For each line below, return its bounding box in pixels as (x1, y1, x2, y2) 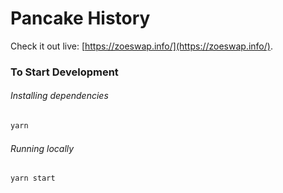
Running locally (10, 142, 75, 154)
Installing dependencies (10, 90, 109, 102)
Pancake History (10, 7, 151, 30)
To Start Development (10, 65, 119, 79)
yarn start (10, 173, 56, 184)
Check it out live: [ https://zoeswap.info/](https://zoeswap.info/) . (10, 40, 273, 52)
